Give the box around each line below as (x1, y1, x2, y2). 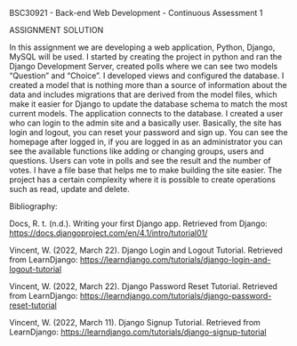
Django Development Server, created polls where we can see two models (9, 61, 278, 71)
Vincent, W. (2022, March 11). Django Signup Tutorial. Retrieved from (9, 318, 261, 327)
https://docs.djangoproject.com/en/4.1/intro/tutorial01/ (9, 228, 208, 238)
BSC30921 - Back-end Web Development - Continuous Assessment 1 (9, 8, 263, 18)
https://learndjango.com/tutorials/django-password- (79, 291, 272, 301)
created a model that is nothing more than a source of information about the (9, 80, 287, 90)
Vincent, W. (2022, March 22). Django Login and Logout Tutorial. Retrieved (9, 245, 283, 255)
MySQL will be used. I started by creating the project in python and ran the (9, 52, 283, 61)
